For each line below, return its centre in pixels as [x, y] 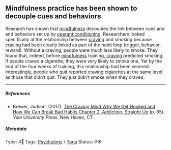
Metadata [16, 129]
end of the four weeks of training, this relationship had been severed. [78, 66]
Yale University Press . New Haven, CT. [53, 117]
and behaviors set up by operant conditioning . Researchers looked [75, 34]
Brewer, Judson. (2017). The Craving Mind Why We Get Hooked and [84, 106]
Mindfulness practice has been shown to [71, 8]
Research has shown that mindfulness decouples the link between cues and [85, 28]
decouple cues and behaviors [53, 17]
